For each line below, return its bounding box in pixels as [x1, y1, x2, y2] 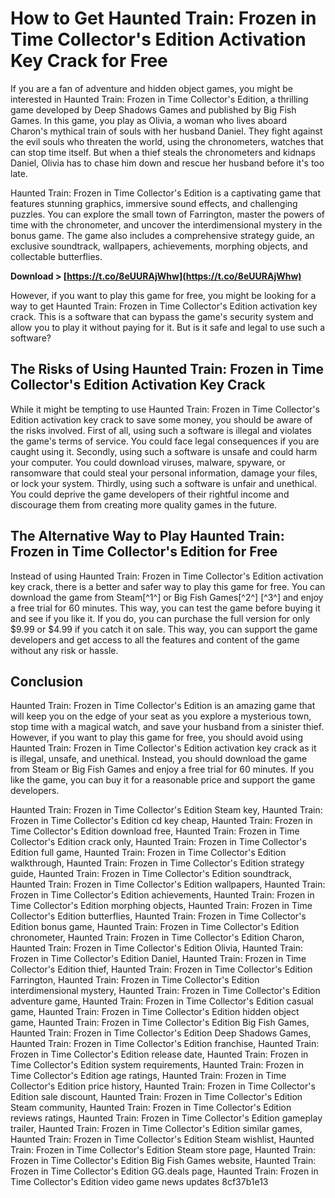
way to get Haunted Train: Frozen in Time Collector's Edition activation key [10, 300, 318, 312]
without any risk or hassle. [10, 644, 119, 656]
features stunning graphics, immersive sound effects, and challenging [10, 197, 298, 209]
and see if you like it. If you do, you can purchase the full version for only [10, 612, 311, 624]
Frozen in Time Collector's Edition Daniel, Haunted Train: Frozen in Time [10, 953, 307, 965]
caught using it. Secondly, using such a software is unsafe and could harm [10, 445, 318, 457]
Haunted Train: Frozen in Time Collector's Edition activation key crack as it [10, 742, 317, 754]
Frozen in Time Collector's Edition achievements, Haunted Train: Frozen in [10, 889, 315, 901]
